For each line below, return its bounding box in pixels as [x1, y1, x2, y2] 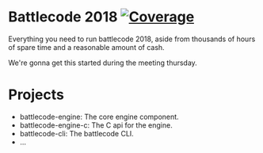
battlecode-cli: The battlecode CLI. [19, 128, 135, 138]
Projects [8, 86, 65, 104]
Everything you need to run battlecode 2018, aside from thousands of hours [8, 34, 256, 44]
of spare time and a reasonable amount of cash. [8, 42, 165, 52]
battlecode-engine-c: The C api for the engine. [19, 120, 173, 130]
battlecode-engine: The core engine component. [19, 112, 180, 121]
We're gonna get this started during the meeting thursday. [8, 58, 198, 67]
